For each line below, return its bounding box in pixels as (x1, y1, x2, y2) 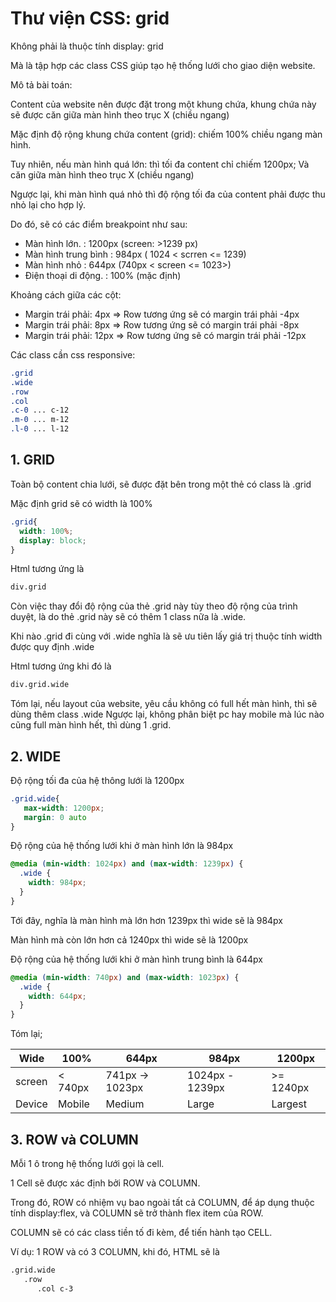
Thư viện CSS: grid (10, 7, 170, 30)
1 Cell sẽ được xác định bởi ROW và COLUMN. (10, 1177, 201, 1189)
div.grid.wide (10, 680, 70, 690)
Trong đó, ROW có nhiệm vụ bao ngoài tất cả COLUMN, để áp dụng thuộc (10, 1197, 315, 1208)
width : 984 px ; (28, 878, 87, 888)
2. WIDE (10, 748, 62, 765)
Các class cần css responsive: (10, 348, 136, 361)
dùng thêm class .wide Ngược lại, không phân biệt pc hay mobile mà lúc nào (10, 708, 325, 721)
